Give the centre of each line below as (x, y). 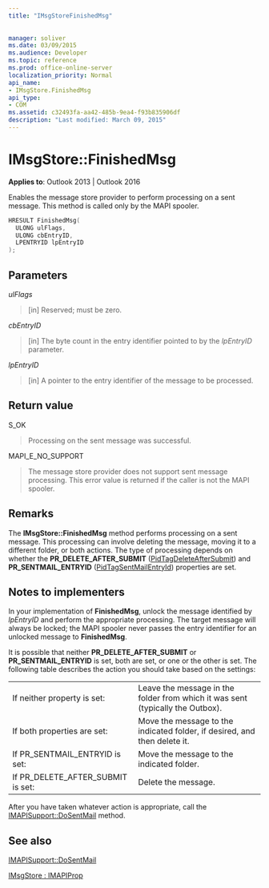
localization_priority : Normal (60, 75)
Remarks (31, 514)
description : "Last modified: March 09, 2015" (87, 120)
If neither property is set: (59, 698)
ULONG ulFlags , (41, 228)
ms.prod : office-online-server (60, 68)
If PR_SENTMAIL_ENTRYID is (67, 754)
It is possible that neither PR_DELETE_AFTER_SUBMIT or (102, 653)
